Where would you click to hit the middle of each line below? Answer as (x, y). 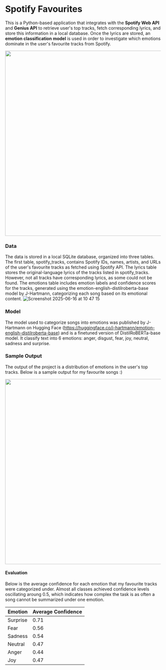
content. (14, 299)
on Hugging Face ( (45, 327)
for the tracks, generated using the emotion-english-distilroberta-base (77, 288)
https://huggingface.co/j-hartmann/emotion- (109, 327)
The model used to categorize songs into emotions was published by (75, 322)
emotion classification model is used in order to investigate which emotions (83, 39)
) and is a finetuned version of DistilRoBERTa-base (109, 333)
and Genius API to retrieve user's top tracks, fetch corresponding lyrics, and (83, 28)
